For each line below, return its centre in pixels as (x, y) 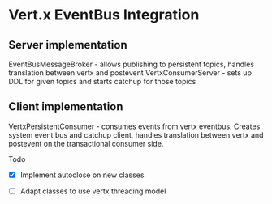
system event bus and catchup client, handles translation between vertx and (136, 134)
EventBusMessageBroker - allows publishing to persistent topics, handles (131, 64)
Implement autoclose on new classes (82, 175)
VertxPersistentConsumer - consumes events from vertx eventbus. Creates (134, 126)
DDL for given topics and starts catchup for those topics (102, 81)
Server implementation (68, 45)
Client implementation (66, 107)
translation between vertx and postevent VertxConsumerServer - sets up (130, 73)
